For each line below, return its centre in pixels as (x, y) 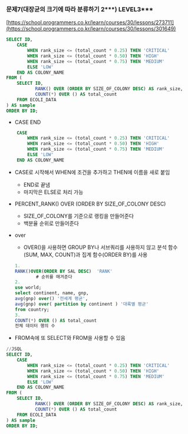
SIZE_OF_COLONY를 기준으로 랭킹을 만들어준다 (79, 216)
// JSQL (14, 349)
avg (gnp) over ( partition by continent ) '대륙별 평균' (82, 304)
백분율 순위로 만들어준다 (51, 223)
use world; (28, 288)
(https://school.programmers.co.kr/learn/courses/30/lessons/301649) (91, 29)
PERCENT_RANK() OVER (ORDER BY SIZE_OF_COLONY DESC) (90, 204)
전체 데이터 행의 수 (35, 326)
